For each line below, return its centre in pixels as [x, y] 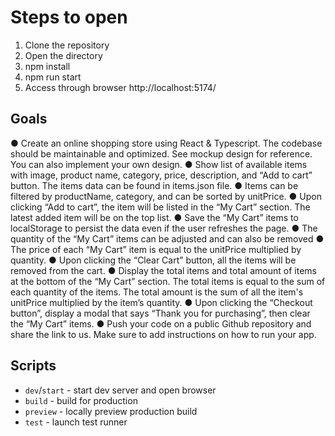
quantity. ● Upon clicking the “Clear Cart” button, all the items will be [153, 260]
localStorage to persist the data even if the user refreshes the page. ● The [164, 228]
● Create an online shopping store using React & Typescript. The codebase [166, 143]
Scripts [33, 366]
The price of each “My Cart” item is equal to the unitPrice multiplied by [156, 249]
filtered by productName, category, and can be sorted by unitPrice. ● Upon [166, 196]
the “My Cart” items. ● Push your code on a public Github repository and [161, 323]
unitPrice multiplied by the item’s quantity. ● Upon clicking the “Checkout [161, 302]
